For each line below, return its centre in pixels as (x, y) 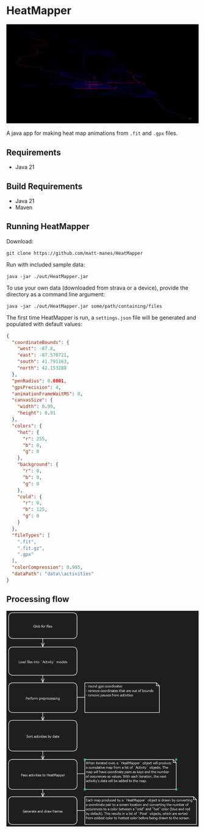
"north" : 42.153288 (42, 368)
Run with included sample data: (46, 264)
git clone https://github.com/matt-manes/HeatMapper (75, 253)
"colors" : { (27, 426)
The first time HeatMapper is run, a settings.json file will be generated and (101, 317)
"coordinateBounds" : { (41, 342)
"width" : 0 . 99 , (37, 407)
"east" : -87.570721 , (43, 355)
